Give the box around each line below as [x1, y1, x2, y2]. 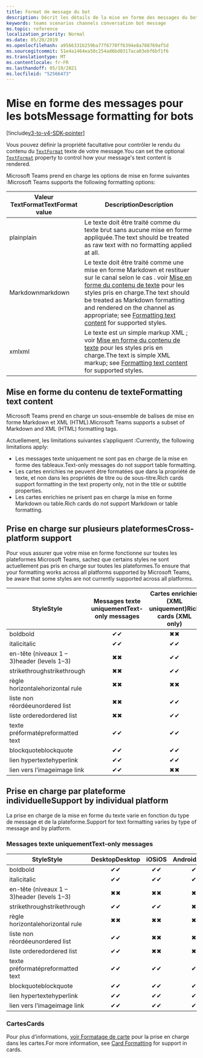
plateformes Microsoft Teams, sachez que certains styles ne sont [6, 555, 169, 563]
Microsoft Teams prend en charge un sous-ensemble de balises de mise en [6, 412, 195, 419]
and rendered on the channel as [84, 303, 175, 312]
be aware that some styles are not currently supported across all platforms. [6, 575, 194, 582]
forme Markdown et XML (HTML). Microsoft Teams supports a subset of [6, 419, 185, 426]
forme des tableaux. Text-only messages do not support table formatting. [14, 462, 196, 468]
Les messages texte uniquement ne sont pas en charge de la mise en [14, 455, 188, 462]
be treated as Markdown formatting [84, 296, 185, 305]
